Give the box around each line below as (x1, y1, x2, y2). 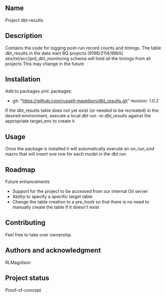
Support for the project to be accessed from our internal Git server (12, 189, 149, 195)
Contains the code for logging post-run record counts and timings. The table (5, 45, 162, 51)
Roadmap (5, 165, 36, 174)
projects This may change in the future (5, 61, 84, 67)
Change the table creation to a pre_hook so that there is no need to (12, 199, 150, 205)
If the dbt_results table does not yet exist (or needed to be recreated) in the (5, 107, 159, 113)
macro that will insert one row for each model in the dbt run (5, 151, 126, 157)
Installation (5, 75, 41, 84)
